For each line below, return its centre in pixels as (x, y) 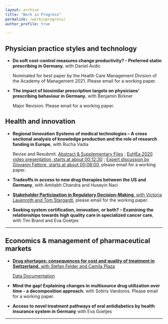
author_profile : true (28, 24)
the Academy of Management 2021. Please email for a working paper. (84, 81)
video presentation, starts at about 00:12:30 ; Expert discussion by (81, 159)
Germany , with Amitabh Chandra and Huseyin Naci (65, 185)
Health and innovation (40, 122)
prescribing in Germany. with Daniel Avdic (56, 66)
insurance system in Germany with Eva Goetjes (62, 311)
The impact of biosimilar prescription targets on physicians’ (76, 91)
